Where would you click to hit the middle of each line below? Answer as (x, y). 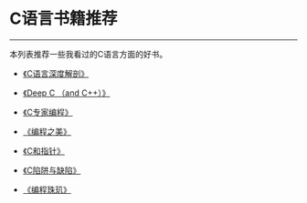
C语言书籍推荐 (64, 19)
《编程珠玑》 (47, 189)
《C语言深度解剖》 (56, 73)
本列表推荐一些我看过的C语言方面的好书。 (89, 54)
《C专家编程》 (48, 112)
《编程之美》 (47, 131)
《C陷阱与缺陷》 (52, 170)
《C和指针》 (44, 150)
